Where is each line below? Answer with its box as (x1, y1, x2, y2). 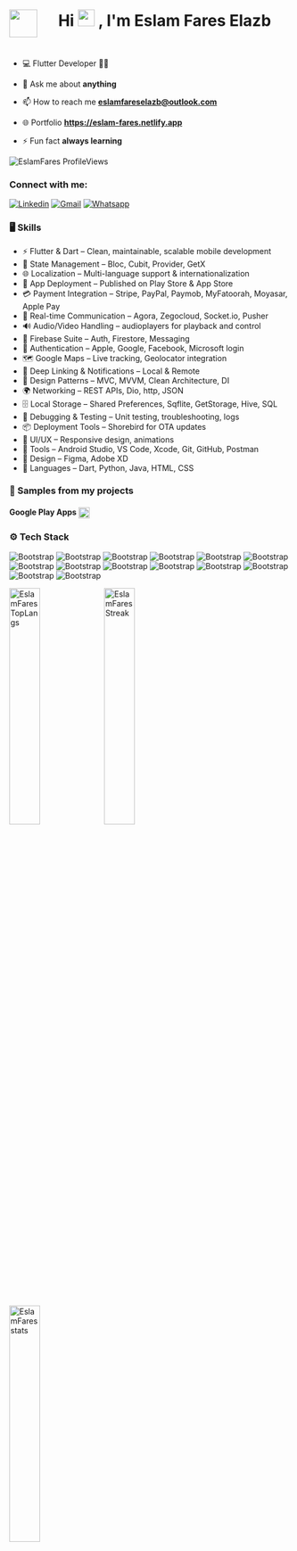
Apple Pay (21, 301, 61, 311)
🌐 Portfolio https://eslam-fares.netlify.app (21, 117, 183, 128)
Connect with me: (9, 178, 88, 191)
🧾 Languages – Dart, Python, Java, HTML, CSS (21, 462, 194, 473)
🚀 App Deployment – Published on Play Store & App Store (21, 277, 234, 289)
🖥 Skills (9, 221, 42, 234)
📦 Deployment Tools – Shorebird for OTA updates (21, 421, 207, 432)
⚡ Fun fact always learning (21, 135, 123, 146)
